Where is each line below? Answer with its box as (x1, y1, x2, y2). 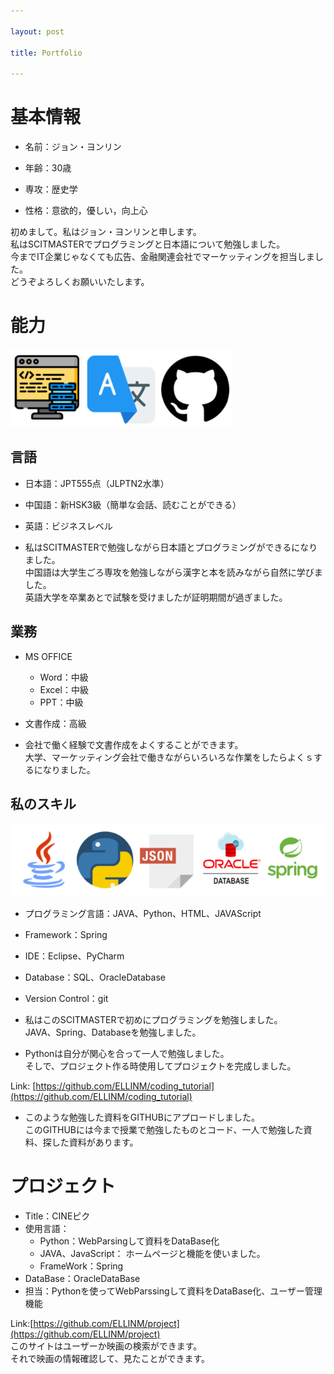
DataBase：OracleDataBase (24, 1273, 141, 1285)
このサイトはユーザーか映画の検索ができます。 (10, 1340, 203, 1352)
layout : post (10, 26, 65, 37)
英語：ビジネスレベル (24, 520, 113, 532)
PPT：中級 (39, 696, 84, 708)
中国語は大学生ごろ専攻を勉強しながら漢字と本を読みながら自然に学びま (24, 566, 323, 578)
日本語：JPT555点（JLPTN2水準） (24, 477, 170, 489)
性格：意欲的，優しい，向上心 (24, 205, 148, 217)
